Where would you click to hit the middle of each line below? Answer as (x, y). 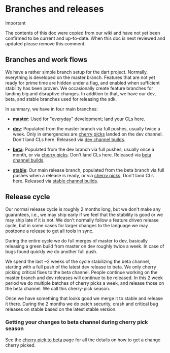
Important (15, 23)
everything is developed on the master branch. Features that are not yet (80, 77)
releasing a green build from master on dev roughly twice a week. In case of (85, 246)
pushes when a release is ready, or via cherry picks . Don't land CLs (83, 175)
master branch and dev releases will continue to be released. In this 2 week (84, 278)
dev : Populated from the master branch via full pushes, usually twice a (87, 128)
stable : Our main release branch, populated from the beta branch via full (88, 170)
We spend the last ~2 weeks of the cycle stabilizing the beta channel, (78, 261)
